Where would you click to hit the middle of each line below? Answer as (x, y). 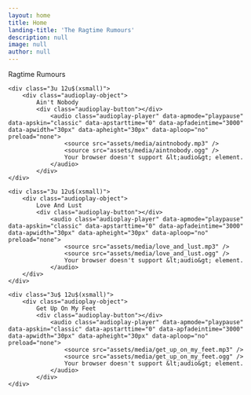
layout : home (29, 15)
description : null (38, 37)
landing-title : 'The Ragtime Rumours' (71, 30)
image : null (27, 45)
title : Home (27, 23)
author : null (29, 52)
